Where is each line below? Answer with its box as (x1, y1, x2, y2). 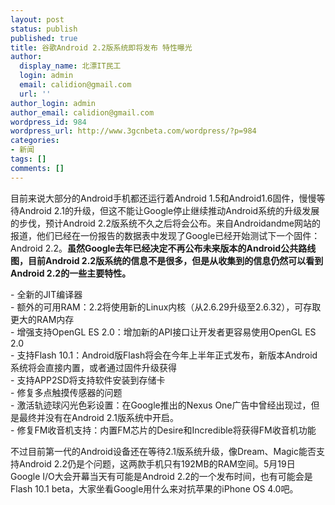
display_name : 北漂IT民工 (19, 61, 122, 71)
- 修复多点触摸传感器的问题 (10, 386, 123, 398)
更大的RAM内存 (10, 313, 75, 325)
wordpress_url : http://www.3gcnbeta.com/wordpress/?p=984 (10, 126, 257, 136)
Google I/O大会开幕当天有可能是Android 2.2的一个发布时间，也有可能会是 (10, 470, 313, 482)
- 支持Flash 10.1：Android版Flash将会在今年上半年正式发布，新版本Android (10, 349, 318, 361)
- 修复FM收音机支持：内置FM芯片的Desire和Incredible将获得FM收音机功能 (10, 424, 317, 436)
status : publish (10, 24, 78, 34)
